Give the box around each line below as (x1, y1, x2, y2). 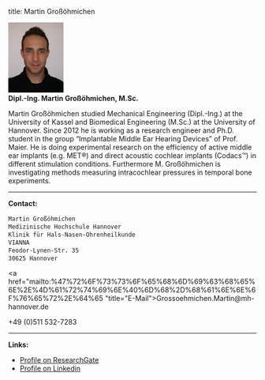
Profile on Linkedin (19, 363, 81, 373)
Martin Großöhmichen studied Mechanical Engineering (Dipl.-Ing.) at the (8, 109, 243, 118)
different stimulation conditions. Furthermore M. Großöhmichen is (8, 160, 221, 168)
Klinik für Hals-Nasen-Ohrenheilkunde (8, 231, 136, 239)
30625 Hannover (8, 254, 58, 262)
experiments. (8, 176, 51, 185)
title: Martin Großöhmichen (8, 7, 95, 16)
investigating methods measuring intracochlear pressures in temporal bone (8, 167, 252, 177)
